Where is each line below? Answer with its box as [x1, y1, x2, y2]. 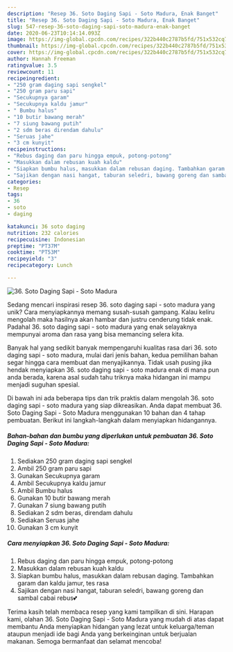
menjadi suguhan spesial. [7, 380, 80, 389]
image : [7, 36, 26, 43]
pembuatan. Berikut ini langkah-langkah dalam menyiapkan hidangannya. [7, 416, 217, 424]
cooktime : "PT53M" [7, 249, 60, 256]
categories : [7, 178, 42, 185]
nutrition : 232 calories [7, 229, 79, 236]
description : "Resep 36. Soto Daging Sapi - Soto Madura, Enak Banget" [7, 10, 218, 17]
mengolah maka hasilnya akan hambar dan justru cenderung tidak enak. [7, 315, 213, 323]
